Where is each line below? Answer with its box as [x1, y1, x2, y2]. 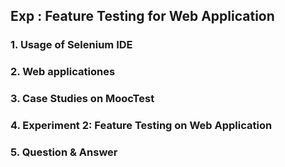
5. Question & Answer [10, 145, 118, 159]
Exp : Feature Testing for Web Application [10, 8, 275, 25]
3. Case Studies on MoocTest [10, 92, 155, 106]
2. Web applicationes [10, 65, 116, 79]
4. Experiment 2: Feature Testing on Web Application [10, 119, 273, 133]
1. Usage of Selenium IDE [10, 38, 133, 52]
